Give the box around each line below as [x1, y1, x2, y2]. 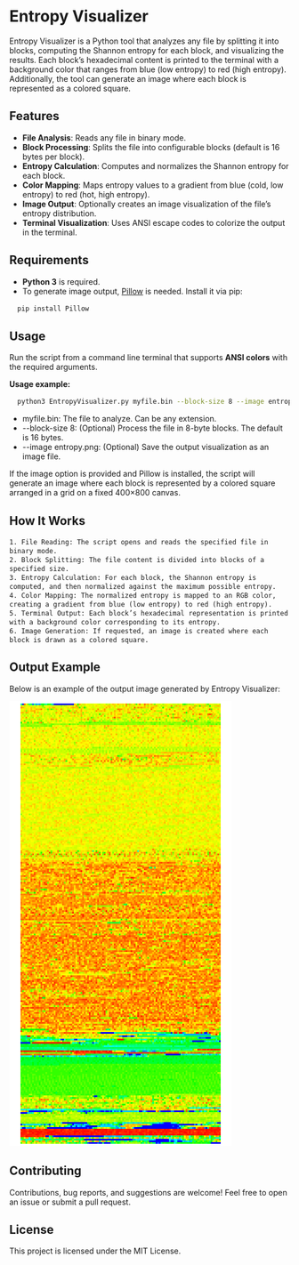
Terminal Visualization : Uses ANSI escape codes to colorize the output [21, 217, 286, 228]
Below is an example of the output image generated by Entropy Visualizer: [9, 683, 280, 694]
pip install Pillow [17, 304, 90, 313]
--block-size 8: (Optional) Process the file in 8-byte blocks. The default [21, 423, 283, 433]
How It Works [9, 513, 86, 528]
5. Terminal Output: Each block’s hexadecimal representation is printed [9, 608, 289, 617]
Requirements [9, 253, 89, 268]
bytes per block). [21, 151, 85, 162]
